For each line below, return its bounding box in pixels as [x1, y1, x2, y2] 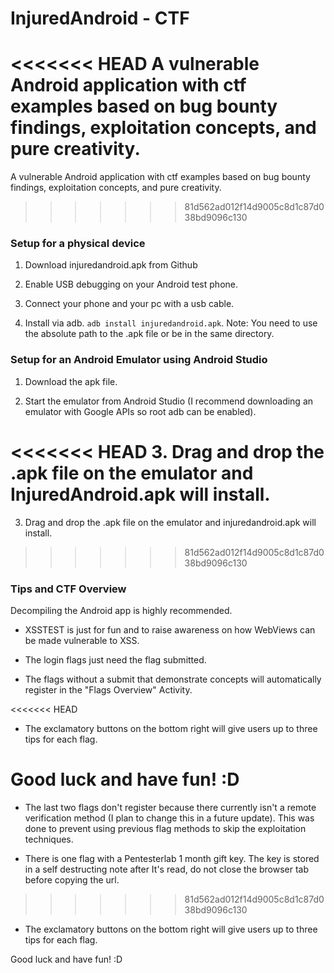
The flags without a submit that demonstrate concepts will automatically [24, 673, 322, 685]
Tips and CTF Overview [10, 582, 127, 596]
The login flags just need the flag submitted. [24, 653, 207, 666]
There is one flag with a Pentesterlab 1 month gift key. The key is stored [24, 852, 320, 864]
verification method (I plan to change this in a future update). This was [24, 812, 315, 824]
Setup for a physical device [10, 237, 146, 251]
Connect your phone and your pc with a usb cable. [24, 298, 235, 310]
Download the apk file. [24, 375, 118, 387]
